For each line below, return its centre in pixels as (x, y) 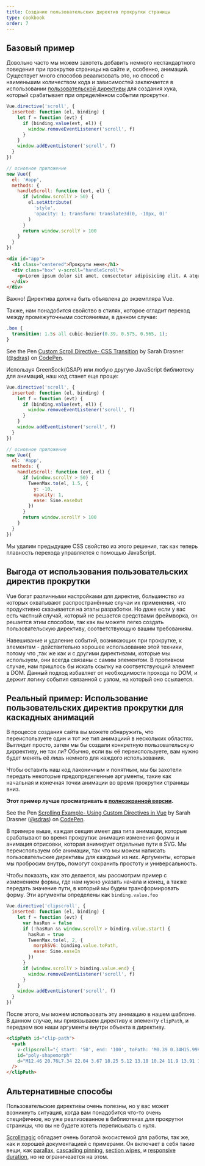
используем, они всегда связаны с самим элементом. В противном (95, 660)
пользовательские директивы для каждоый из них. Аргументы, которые (101, 857)
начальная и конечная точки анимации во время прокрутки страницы (98, 783)
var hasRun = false (47, 923)
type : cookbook (26, 18)
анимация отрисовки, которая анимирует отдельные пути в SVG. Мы (97, 844)
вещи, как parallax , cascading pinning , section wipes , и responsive (91, 1150)
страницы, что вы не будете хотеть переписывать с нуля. (81, 1125)
